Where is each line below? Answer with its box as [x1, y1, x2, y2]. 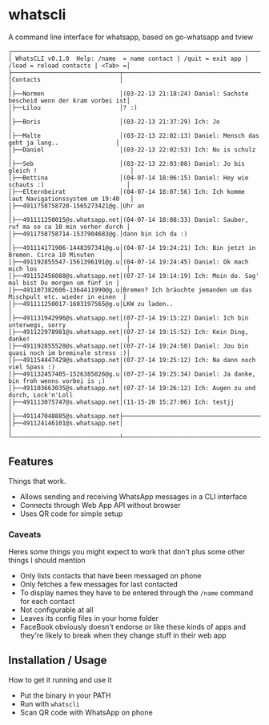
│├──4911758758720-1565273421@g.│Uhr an [8, 202, 146, 210]
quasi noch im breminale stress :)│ [8, 348, 130, 357]
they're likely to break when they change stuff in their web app [19, 630, 227, 640]
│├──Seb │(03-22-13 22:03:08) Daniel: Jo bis [8, 159, 246, 167]
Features [8, 455, 54, 469]
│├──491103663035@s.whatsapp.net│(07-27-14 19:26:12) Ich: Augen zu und [8, 384, 256, 392]
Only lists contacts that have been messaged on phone [19, 571, 202, 581]
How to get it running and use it [8, 675, 112, 684]
